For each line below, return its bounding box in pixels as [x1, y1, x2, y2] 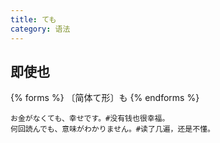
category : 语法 [10, 24, 71, 34]
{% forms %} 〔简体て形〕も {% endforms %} [10, 92, 200, 104]
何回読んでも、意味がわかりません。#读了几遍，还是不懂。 [10, 124, 215, 135]
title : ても [10, 14, 57, 25]
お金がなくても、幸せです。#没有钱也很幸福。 [10, 114, 170, 124]
